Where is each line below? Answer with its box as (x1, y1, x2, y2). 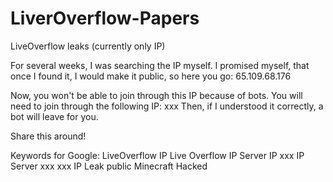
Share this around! (10, 130, 87, 142)
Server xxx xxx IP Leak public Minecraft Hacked (10, 160, 208, 172)
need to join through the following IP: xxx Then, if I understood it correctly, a (10, 100, 324, 112)
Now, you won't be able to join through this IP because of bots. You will (10, 89, 303, 101)
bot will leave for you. (10, 110, 99, 122)
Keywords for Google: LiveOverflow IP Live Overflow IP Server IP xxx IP (10, 149, 305, 161)
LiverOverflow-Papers (10, 7, 200, 30)
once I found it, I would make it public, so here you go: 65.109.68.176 (10, 70, 292, 82)
